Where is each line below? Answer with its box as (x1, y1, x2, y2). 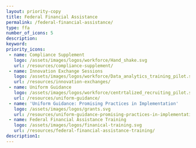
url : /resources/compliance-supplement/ (13, 62, 114, 69)
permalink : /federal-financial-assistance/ (6, 19, 114, 25)
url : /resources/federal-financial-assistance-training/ (13, 128, 156, 134)
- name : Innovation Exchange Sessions (8, 68, 103, 74)
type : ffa (6, 24, 30, 31)
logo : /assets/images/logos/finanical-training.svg (13, 122, 142, 128)
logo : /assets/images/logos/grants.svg (13, 106, 111, 112)
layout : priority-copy (6, 8, 61, 15)
